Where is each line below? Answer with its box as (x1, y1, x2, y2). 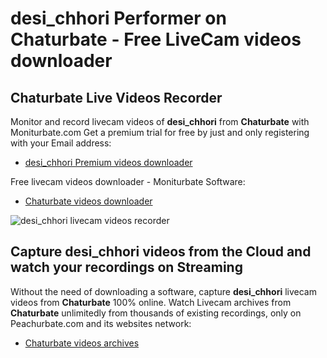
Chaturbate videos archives (24, 337, 140, 349)
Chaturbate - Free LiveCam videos (10, 28, 302, 51)
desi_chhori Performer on (10, 7, 227, 30)
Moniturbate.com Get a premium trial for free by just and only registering (10, 127, 310, 138)
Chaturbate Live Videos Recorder (10, 89, 223, 106)
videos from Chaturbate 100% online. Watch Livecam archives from (10, 296, 292, 308)
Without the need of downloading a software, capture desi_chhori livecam (10, 285, 317, 297)
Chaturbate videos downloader (24, 195, 153, 207)
